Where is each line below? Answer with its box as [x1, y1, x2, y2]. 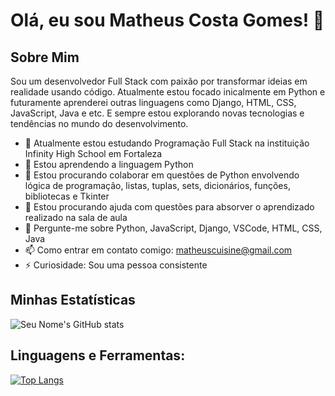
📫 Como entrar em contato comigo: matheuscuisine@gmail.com [24, 244, 293, 256]
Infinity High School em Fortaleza [24, 148, 163, 159]
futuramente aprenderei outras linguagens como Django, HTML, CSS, [10, 97, 297, 108]
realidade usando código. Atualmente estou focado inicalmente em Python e [10, 86, 326, 98]
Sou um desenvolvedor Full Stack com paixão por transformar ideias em [10, 75, 308, 87]
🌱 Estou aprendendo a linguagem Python [24, 159, 194, 170]
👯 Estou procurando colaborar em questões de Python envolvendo [24, 169, 300, 181]
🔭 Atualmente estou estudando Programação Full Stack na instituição [24, 137, 310, 149]
